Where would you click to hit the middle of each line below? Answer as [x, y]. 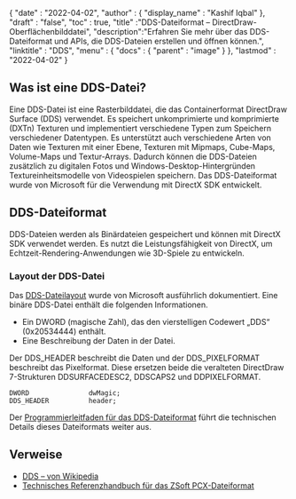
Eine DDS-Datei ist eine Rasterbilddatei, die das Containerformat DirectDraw [148, 109]
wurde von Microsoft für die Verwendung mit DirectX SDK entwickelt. [136, 185]
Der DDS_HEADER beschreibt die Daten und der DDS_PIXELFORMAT [135, 358]
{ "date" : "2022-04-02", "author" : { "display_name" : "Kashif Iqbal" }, [137, 13]
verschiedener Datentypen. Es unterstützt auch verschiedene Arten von [140, 138]
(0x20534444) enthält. [64, 331]
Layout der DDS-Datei [57, 276]
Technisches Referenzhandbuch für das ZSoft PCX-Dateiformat [138, 485]
